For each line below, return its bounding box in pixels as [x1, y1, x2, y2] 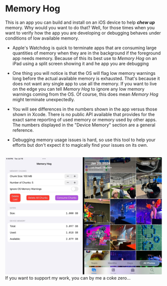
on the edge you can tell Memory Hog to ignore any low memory [12, 86, 145, 92]
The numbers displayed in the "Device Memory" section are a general [12, 122, 156, 128]
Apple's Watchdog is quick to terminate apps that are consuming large [12, 45, 157, 51]
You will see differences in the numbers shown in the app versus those [12, 106, 158, 112]
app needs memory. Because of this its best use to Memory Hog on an [12, 55, 158, 61]
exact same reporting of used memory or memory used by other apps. [12, 116, 157, 122]
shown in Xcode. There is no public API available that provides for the [12, 111, 155, 117]
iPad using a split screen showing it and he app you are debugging [12, 60, 149, 66]
